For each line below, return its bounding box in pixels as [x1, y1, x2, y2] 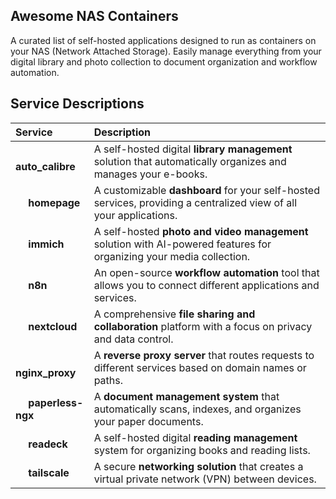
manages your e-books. [93, 167, 208, 181]
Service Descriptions [10, 95, 145, 113]
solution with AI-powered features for [93, 237, 272, 251]
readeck [28, 437, 68, 451]
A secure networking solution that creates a [93, 459, 304, 473]
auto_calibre [15, 159, 76, 173]
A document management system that [93, 389, 280, 403]
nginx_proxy [15, 365, 77, 379]
